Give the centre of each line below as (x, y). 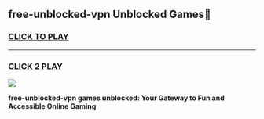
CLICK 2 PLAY (35, 66)
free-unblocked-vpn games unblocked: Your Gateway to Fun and (117, 98)
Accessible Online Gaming (52, 106)
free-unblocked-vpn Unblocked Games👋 (110, 14)
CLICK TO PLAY (38, 37)
